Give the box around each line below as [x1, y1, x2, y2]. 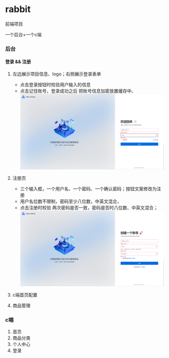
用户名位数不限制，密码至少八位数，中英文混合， [20, 198, 122, 204]
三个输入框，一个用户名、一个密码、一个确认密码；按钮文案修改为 [20, 185, 157, 192]
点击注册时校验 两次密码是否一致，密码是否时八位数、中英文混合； [20, 204, 158, 210]
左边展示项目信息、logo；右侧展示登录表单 [12, 71, 102, 77]
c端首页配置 [12, 292, 38, 298]
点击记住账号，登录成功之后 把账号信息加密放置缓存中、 [20, 88, 136, 94]
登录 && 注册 [5, 59, 31, 65]
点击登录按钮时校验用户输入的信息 [20, 82, 91, 88]
